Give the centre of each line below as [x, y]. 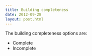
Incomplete [24, 48]
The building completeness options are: [46, 33]
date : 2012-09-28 [23, 14]
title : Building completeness [37, 10]
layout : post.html [24, 19]
